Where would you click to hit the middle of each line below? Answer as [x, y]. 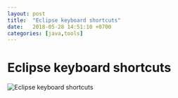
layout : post [26, 14]
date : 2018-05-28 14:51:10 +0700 [59, 27]
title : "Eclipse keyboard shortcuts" [64, 20]
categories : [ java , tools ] [45, 33]
